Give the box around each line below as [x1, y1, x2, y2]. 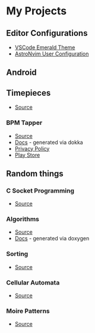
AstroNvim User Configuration [14, 50, 89, 57]
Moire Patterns [6, 307, 50, 315]
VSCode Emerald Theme [14, 44, 75, 51]
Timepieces [6, 88, 51, 98]
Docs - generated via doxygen [14, 235, 90, 242]
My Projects [6, 4, 67, 18]
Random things [6, 169, 64, 179]
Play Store [14, 151, 40, 158]
